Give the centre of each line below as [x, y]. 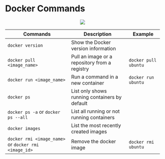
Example [143, 34]
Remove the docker [94, 141]
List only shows [89, 91]
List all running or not [96, 111]
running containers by [96, 97]
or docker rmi [23, 144]
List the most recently [96, 125]
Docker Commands [45, 9]
